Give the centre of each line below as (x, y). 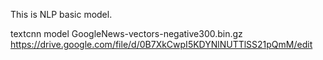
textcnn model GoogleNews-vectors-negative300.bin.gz (126, 33)
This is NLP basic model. (61, 14)
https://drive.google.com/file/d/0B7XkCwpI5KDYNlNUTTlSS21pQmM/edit (161, 44)
